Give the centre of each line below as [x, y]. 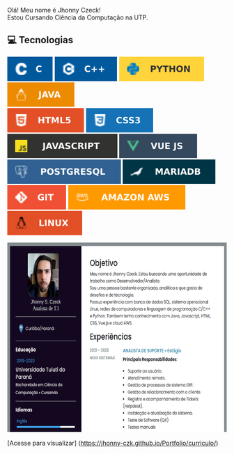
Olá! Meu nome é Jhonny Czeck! [54, 10]
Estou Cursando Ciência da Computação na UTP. [78, 17]
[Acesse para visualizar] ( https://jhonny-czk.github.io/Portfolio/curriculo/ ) [113, 443]
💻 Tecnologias [40, 40]
